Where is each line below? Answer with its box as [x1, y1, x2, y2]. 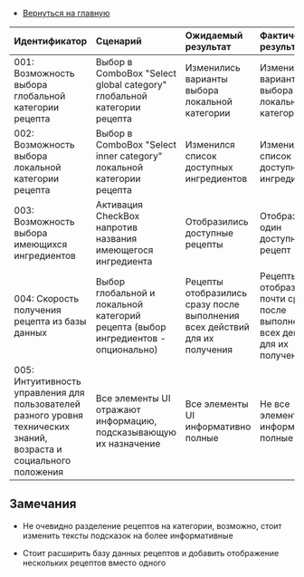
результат [185, 41, 232, 53]
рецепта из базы [14, 315, 87, 327]
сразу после [185, 298, 240, 311]
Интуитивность [14, 375, 81, 388]
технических [14, 420, 71, 433]
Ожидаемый [185, 29, 243, 42]
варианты [185, 72, 229, 85]
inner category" [95, 149, 163, 162]
